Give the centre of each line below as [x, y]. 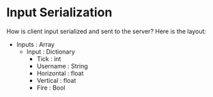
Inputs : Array [35, 44]
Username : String [62, 66]
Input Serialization [59, 13]
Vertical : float [56, 80]
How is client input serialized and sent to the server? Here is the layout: [106, 31]
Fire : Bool [51, 88]
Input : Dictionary [51, 52]
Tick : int [49, 58]
